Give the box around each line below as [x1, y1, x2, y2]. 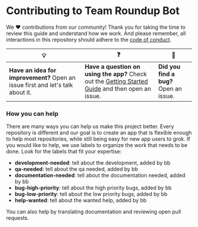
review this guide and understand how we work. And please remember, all [6, 29, 186, 36]
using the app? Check [84, 69, 147, 78]
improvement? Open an [9, 74, 76, 82]
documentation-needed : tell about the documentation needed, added [14, 172, 186, 179]
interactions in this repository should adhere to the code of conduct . [6, 36, 172, 43]
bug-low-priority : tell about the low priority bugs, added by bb [14, 191, 168, 198]
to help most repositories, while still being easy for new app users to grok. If [6, 135, 190, 142]
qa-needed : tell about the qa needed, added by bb [14, 166, 138, 173]
